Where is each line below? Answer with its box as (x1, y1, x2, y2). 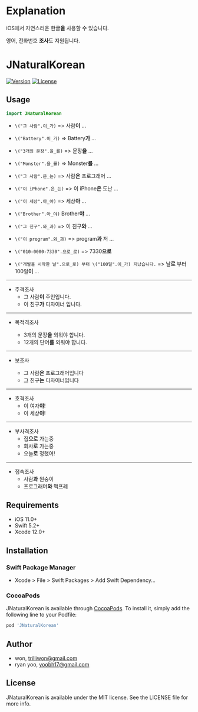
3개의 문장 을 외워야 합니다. (23, 331, 85, 338)
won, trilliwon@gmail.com (14, 655, 78, 662)
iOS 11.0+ (14, 516, 37, 523)
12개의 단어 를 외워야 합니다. (23, 338, 87, 345)
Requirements (6, 500, 59, 510)
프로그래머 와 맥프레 (23, 483, 68, 490)
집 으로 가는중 (23, 435, 54, 442)
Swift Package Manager (6, 563, 76, 571)
